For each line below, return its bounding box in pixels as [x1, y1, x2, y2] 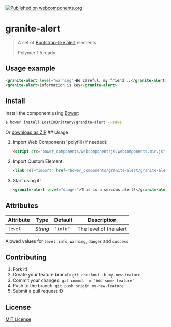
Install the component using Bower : [5, 110, 80, 116]
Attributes [5, 202, 38, 210]
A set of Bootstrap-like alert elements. [17, 39, 98, 45]
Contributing [5, 253, 47, 262]
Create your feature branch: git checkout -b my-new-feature [12, 272, 141, 278]
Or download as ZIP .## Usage [5, 129, 69, 135]
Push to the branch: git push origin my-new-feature [12, 283, 124, 289]
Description [87, 216, 117, 223]
